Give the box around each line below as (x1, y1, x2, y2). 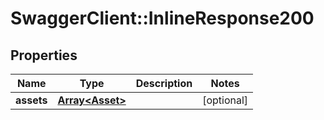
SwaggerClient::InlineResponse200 (10, 7, 315, 30)
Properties (10, 47, 78, 64)
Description (135, 77, 193, 90)
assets (15, 93, 48, 107)
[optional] (202, 93, 249, 107)
